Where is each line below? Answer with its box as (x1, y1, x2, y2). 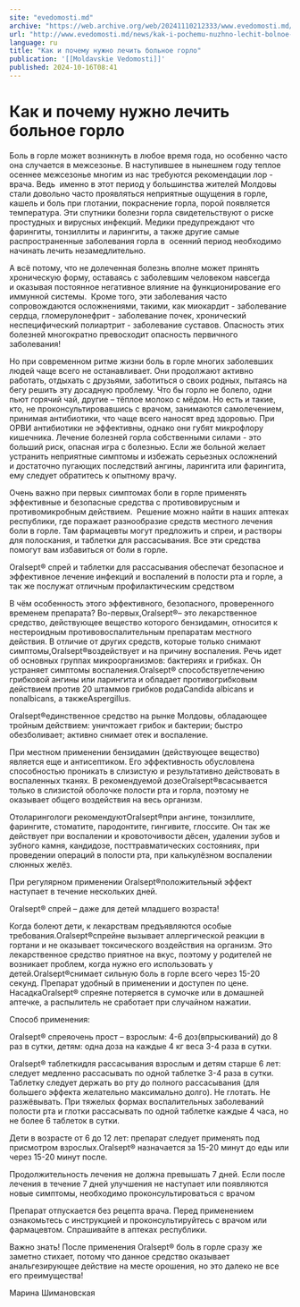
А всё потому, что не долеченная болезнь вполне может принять (9, 262, 260, 273)
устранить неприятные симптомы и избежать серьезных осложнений (9, 451, 278, 462)
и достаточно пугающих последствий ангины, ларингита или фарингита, (9, 460, 287, 471)
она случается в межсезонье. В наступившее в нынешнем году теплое (9, 159, 281, 170)
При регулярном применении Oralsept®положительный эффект (9, 876, 253, 887)
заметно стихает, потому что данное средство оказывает (9, 1251, 230, 1261)
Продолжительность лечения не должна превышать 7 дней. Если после (9, 1168, 286, 1179)
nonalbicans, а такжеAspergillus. (9, 692, 132, 703)
